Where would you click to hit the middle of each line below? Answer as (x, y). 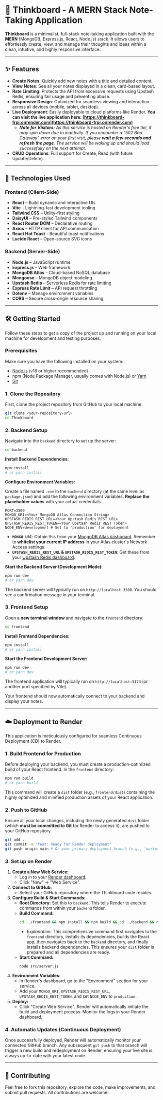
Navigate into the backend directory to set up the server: (61, 441)
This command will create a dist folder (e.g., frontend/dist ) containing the (80, 792)
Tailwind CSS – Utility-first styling (46, 213)
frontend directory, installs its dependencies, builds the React (88, 937)
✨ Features (22, 69)
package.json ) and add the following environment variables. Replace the (77, 496)
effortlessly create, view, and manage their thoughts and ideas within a (76, 44)
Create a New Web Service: (40, 872)
